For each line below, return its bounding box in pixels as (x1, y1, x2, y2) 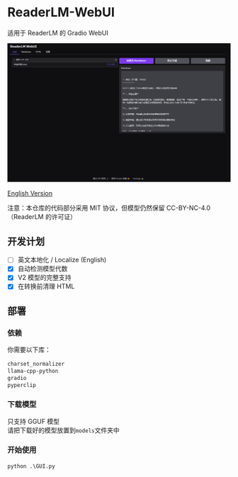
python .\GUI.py (7, 462, 55, 470)
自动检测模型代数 (17, 264, 68, 273)
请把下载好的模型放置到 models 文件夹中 (7, 426, 120, 434)
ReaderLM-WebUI (7, 4, 115, 21)
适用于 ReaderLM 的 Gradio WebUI (7, 28, 108, 37)
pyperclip (7, 382, 37, 389)
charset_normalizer (7, 361, 65, 368)
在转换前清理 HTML (17, 282, 75, 291)
